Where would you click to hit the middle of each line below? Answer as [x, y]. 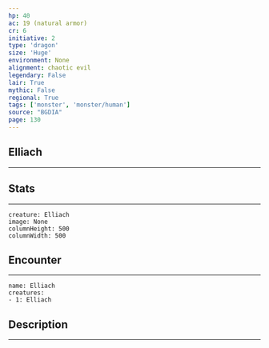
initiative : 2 [32, 38]
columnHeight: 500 [39, 229]
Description [38, 324]
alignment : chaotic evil [50, 68]
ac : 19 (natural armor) [48, 23]
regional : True [34, 98]
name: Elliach [32, 286]
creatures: [26, 293]
